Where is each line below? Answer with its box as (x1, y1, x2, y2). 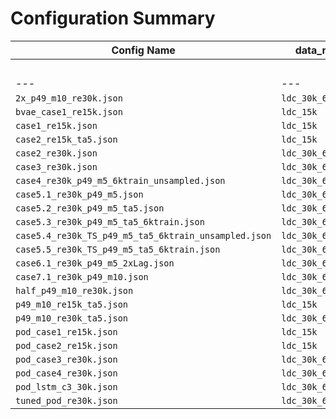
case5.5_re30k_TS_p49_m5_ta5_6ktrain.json (15, 243, 221, 255)
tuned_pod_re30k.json (15, 395, 118, 406)
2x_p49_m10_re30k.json (15, 92, 123, 104)
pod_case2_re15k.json (15, 340, 118, 351)
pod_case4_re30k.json (15, 367, 118, 379)
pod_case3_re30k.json (15, 353, 118, 365)
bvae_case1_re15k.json (15, 106, 123, 117)
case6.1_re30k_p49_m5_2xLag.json (15, 257, 175, 269)
